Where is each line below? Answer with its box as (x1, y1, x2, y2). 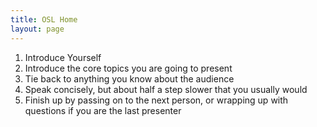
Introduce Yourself (24, 51, 102, 63)
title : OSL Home (10, 14, 78, 25)
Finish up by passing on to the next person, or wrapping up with (24, 94, 289, 106)
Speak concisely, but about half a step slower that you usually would (24, 83, 308, 95)
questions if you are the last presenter (24, 104, 182, 116)
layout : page (10, 24, 65, 34)
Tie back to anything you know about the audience (24, 72, 235, 85)
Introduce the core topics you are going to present (24, 62, 233, 74)
